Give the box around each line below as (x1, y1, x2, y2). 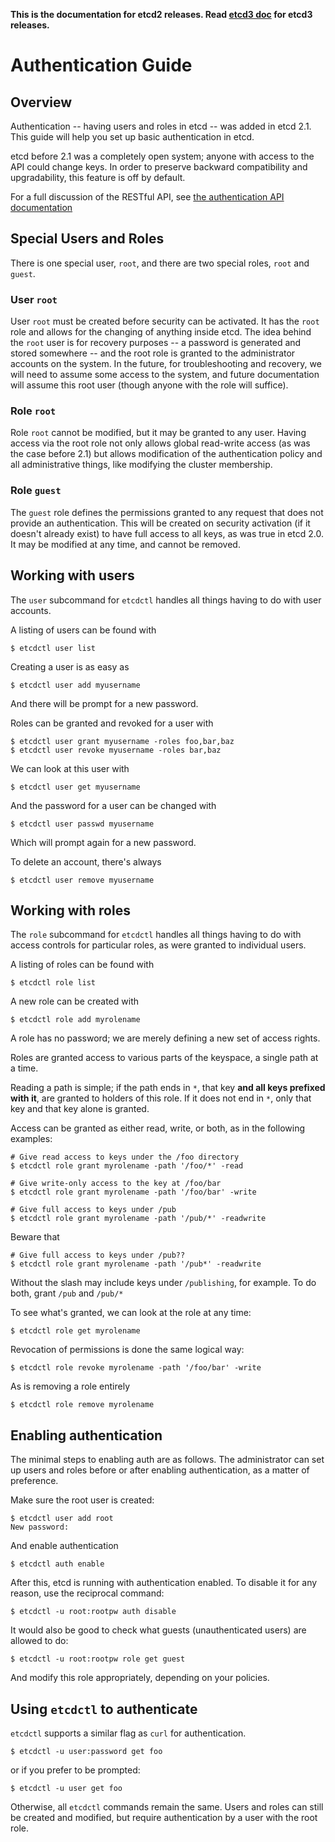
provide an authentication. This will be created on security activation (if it (10, 517, 311, 529)
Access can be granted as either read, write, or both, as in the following (10, 1122, 305, 1134)
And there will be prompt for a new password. (10, 697, 199, 709)
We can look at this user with (10, 762, 130, 774)
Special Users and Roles (10, 230, 165, 248)
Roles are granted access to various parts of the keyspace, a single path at (10, 1052, 319, 1064)
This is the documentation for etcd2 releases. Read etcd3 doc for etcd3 (10, 9, 313, 20)
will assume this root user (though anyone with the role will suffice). (10, 379, 289, 391)
